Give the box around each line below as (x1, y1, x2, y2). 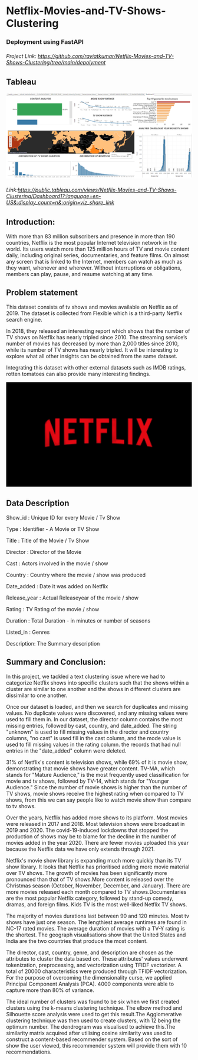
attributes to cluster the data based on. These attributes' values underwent (6, 955, 188, 962)
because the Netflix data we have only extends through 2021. (6, 845, 155, 852)
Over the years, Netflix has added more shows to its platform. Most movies (6, 814, 188, 821)
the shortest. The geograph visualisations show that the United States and (6, 931, 186, 938)
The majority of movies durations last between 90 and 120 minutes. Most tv (6, 912, 190, 919)
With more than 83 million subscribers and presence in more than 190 (6, 232, 176, 240)
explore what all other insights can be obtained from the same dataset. (6, 352, 178, 359)
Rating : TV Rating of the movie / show (6, 605, 100, 612)
